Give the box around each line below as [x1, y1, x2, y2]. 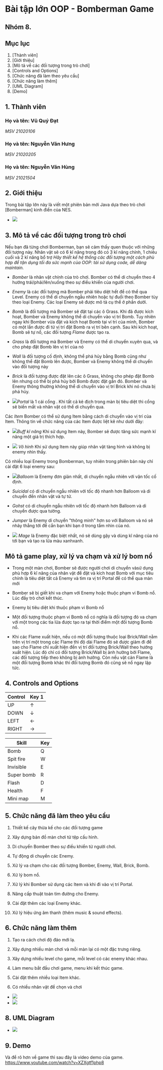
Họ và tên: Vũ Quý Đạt [5, 117, 59, 124]
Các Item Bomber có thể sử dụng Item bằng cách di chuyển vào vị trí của [5, 413, 152, 420]
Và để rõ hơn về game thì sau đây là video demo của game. [5, 1054, 124, 1060]
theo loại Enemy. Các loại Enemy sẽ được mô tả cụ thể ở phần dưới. [12, 299, 147, 305]
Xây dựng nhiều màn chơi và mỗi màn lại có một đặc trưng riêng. [12, 946, 142, 952]
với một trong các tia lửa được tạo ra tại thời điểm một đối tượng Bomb [12, 619, 153, 625]
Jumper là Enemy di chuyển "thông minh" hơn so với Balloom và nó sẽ [12, 517, 153, 523]
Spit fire [7, 755, 26, 762]
